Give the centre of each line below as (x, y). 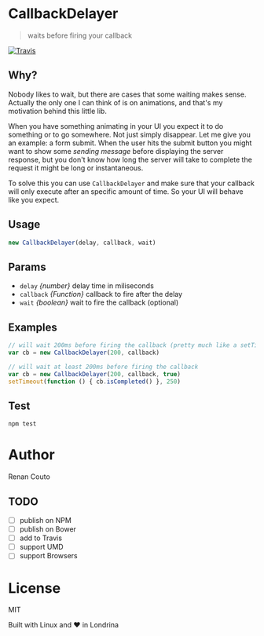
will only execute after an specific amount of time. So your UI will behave (126, 191)
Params (27, 267)
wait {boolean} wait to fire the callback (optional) (99, 302)
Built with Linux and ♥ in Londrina (64, 625)
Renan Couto (29, 477)
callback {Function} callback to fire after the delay (101, 294)
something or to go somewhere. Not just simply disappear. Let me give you (130, 134)
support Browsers (49, 556)
